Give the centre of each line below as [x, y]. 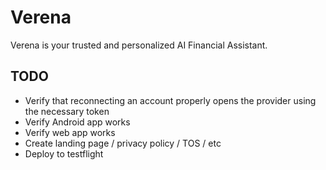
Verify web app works [70, 132]
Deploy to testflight [64, 153]
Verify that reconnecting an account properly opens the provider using [170, 100]
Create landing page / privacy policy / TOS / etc [123, 143]
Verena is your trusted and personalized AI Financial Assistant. [139, 45]
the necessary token [67, 111]
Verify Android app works [77, 122]
